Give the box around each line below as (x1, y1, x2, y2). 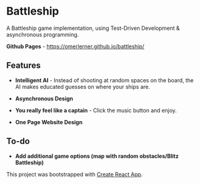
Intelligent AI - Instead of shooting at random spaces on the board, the (15, 76, 194, 83)
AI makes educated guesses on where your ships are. (15, 83, 151, 90)
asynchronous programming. (6, 30, 79, 38)
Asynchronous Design (15, 94, 73, 102)
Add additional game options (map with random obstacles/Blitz (15, 152, 179, 160)
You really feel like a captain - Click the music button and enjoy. (15, 107, 177, 114)
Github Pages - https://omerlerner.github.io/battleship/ (6, 43, 145, 50)
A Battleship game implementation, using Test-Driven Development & (6, 24, 180, 32)
